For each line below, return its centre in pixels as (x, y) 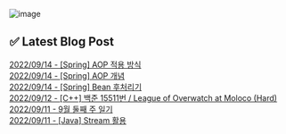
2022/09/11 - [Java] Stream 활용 (68, 120)
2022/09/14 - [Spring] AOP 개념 (67, 75)
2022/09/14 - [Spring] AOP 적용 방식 (75, 64)
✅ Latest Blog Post (61, 42)
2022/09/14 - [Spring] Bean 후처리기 (76, 87)
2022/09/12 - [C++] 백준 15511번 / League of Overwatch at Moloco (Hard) (143, 97)
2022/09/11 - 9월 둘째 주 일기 (61, 109)
